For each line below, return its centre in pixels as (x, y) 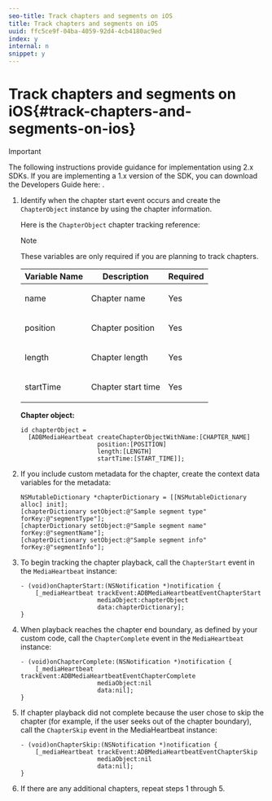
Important (25, 151)
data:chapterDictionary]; (141, 607)
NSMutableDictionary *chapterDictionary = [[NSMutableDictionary (133, 497)
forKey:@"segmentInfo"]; (62, 547)
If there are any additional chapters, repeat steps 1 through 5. (123, 788)
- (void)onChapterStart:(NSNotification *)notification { (121, 586)
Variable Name (54, 276)
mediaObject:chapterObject (143, 600)
